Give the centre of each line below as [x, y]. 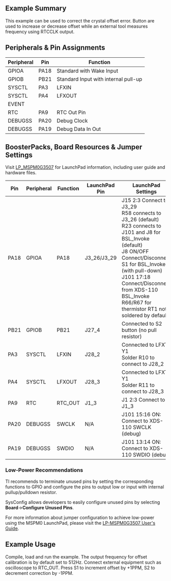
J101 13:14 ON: [141, 442]
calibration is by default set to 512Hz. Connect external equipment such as [83, 562]
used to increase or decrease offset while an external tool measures [77, 26]
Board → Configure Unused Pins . [39, 507]
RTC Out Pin [71, 112]
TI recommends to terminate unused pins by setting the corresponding [79, 481]
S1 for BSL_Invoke [144, 264]
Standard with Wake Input [88, 71]
